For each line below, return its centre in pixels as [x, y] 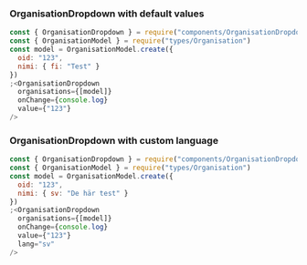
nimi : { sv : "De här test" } [73, 193]
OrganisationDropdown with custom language [114, 140]
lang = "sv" [36, 244]
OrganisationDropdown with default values [107, 14]
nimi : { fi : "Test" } [59, 66]
